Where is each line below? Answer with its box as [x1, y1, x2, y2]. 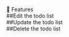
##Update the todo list [6, 19, 63, 25]
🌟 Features [6, 6, 34, 13]
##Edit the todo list [6, 12, 54, 19]
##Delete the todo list [6, 25, 61, 32]
